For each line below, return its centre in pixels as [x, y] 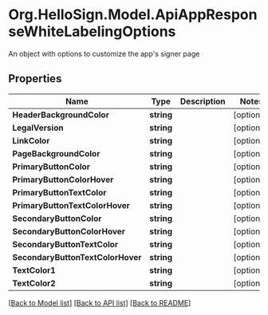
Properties [35, 79]
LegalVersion [38, 128]
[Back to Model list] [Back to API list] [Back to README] [100, 303]
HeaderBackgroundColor [61, 115]
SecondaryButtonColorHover [69, 231]
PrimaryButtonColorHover [63, 179]
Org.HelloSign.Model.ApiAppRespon [133, 15]
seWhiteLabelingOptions [92, 31]
